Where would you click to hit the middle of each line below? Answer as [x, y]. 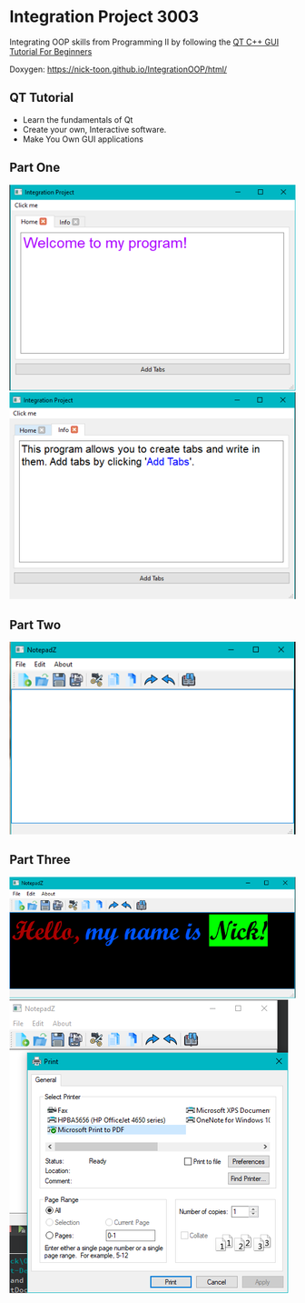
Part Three [40, 860]
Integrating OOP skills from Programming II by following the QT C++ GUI [144, 42]
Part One [35, 168]
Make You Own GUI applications [83, 139]
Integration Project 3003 [104, 17]
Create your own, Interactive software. [94, 129]
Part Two [35, 625]
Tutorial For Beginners [51, 51]
